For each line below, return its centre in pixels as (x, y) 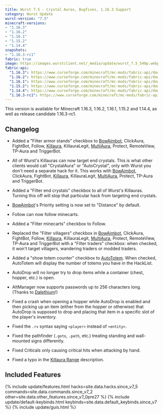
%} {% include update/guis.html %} (41, 407)
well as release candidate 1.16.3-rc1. (41, 114)
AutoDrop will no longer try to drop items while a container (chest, (78, 273)
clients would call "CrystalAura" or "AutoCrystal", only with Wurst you (81, 166)
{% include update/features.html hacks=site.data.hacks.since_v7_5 (72, 386)
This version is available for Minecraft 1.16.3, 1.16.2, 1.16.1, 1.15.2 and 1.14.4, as (81, 109)
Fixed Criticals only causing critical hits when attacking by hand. (76, 350)
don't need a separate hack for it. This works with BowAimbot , (74, 171)
